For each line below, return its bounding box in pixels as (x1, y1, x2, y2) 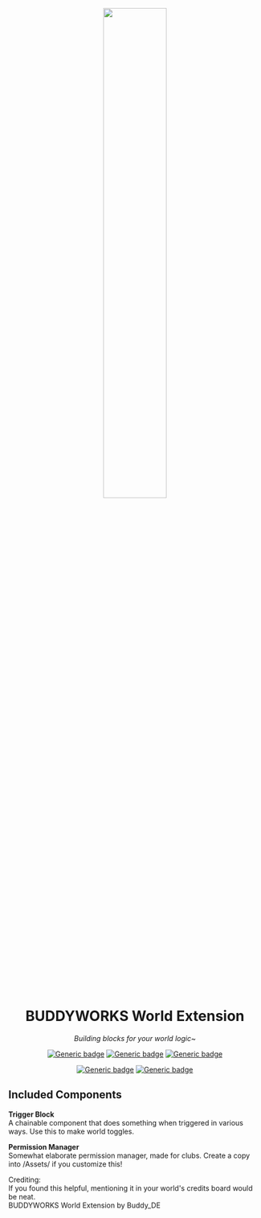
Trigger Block (8, 1109, 55, 1119)
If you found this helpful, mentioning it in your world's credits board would (8, 1183, 253, 1193)
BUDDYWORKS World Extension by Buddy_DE (8, 1200, 161, 1210)
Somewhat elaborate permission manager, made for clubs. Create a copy (8, 1150, 251, 1160)
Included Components (8, 1088, 122, 1101)
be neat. (8, 1191, 36, 1201)
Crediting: (8, 1175, 42, 1184)
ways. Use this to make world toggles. (8, 1126, 135, 1136)
